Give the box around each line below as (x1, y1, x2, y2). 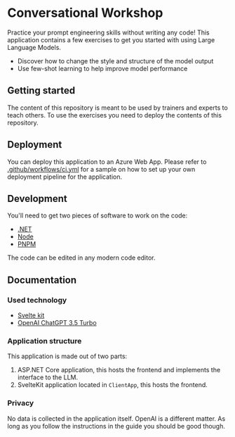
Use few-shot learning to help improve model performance (17, 64, 188, 72)
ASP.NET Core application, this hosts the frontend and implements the (17, 366, 221, 374)
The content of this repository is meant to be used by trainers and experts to (7, 103, 228, 112)
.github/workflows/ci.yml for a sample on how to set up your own (7, 165, 196, 173)
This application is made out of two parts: (7, 352, 128, 360)
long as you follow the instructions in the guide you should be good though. (7, 422, 226, 430)
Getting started (7, 84, 76, 96)
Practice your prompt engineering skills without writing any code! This (7, 28, 210, 37)
